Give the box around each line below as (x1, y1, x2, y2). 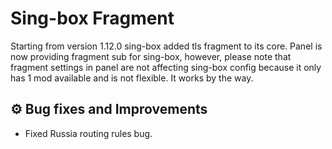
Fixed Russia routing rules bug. (24, 127, 153, 139)
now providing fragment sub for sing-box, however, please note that (10, 50, 292, 62)
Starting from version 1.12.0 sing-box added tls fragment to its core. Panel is (10, 40, 323, 52)
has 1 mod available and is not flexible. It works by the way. (10, 72, 254, 84)
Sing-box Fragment (10, 7, 175, 30)
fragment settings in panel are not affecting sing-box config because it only (10, 61, 322, 73)
